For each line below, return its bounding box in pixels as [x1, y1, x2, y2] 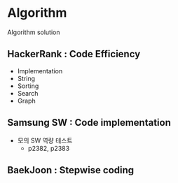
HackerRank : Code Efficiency [7, 48, 141, 60]
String [17, 74, 36, 82]
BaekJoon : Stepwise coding [7, 164, 135, 176]
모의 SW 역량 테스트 [17, 136, 73, 145]
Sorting [17, 82, 39, 90]
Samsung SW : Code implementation [7, 117, 172, 129]
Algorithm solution [7, 28, 60, 36]
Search [17, 89, 39, 97]
